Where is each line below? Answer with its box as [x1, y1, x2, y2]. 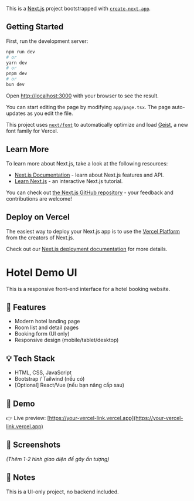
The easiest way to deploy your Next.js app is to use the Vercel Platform [6, 228, 181, 235]
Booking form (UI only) [14, 330, 70, 337]
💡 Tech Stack [6, 353, 56, 363]
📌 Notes [6, 472, 36, 483]
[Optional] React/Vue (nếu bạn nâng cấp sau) [14, 381, 125, 389]
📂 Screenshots [6, 440, 61, 450]
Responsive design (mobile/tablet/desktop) [14, 337, 119, 344]
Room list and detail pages [14, 324, 79, 331]
